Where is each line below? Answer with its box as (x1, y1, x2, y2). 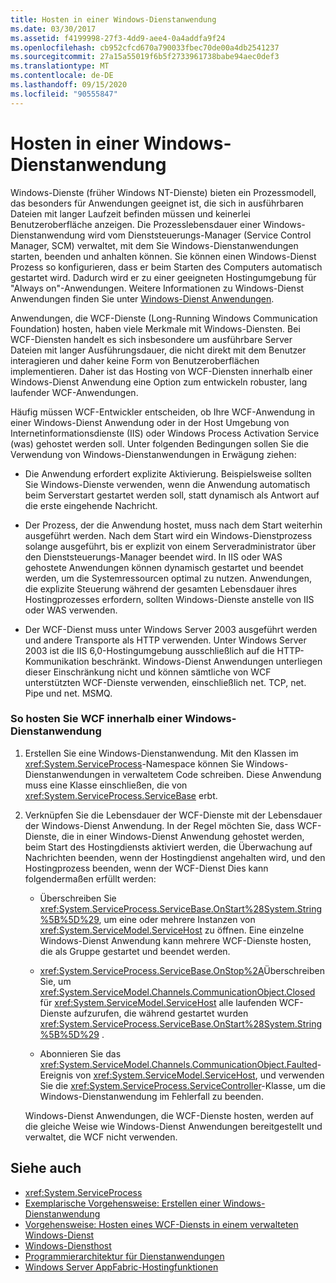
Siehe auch (10, 1160, 82, 1177)
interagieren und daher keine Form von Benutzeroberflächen (10, 354, 260, 366)
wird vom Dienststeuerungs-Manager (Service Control (87, 229, 312, 241)
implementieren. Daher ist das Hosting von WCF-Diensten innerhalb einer (10, 365, 313, 377)
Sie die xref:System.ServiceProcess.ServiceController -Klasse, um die (39, 1079, 326, 1091)
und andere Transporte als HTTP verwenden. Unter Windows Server (24, 634, 307, 646)
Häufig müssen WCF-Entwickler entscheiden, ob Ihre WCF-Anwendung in (10, 406, 316, 418)
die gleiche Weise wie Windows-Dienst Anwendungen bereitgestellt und (24, 1120, 323, 1132)
